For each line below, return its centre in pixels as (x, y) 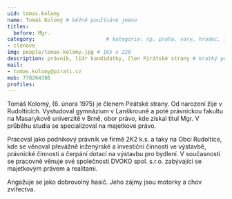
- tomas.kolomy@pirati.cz (44, 71)
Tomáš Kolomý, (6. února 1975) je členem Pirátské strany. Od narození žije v (115, 104)
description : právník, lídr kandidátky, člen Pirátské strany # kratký (112, 59)
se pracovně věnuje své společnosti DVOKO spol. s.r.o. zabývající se (105, 161)
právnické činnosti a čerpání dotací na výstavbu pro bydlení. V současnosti (114, 154)
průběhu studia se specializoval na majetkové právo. (82, 126)
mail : (15, 65)
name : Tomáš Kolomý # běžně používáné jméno (72, 20)
